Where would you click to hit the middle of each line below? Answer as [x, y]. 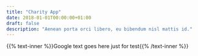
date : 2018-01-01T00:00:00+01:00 [49, 18]
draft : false [23, 23]
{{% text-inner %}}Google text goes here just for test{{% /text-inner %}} [97, 46]
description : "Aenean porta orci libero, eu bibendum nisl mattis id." [99, 29]
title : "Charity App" [34, 12]
